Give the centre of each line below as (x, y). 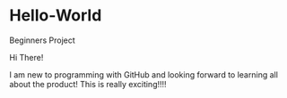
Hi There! (26, 57)
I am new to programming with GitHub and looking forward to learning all (143, 74)
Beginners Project (43, 40)
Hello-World (56, 16)
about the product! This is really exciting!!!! (88, 84)
